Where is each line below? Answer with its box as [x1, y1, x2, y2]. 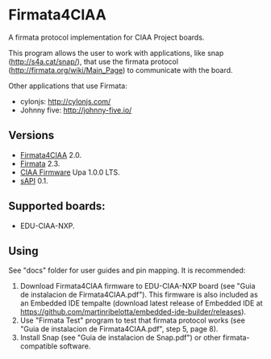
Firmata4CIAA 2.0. [19, 150, 82, 159]
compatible [19, 341, 58, 351]
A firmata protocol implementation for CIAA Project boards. [8, 32, 205, 42]
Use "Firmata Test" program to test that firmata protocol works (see [19, 315, 246, 325]
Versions [8, 129, 55, 142]
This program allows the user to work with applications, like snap [8, 48, 224, 57]
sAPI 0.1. [19, 175, 48, 185]
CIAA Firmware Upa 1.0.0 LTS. [19, 167, 120, 177]
